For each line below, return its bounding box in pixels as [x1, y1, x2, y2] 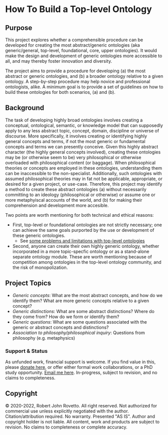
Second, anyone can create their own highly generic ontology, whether [12, 243, 159, 249]
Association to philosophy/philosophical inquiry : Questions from [12, 330, 145, 336]
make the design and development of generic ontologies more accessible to [5, 53, 162, 59]
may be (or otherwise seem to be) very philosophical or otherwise [5, 154, 141, 160]
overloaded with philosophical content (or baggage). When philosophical [5, 160, 156, 166]
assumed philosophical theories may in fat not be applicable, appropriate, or [5, 176, 163, 182]
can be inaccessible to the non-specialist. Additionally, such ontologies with [5, 170, 162, 176]
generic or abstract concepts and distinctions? [12, 324, 109, 330]
